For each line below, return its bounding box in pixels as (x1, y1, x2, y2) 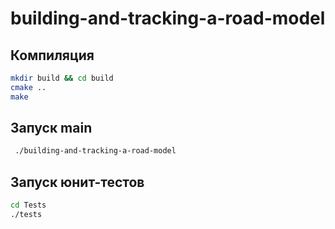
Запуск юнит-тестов (10, 173, 145, 191)
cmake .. (10, 82, 47, 92)
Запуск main (10, 120, 93, 137)
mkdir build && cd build (10, 73, 114, 83)
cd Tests (10, 200, 47, 211)
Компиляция (10, 47, 95, 64)
